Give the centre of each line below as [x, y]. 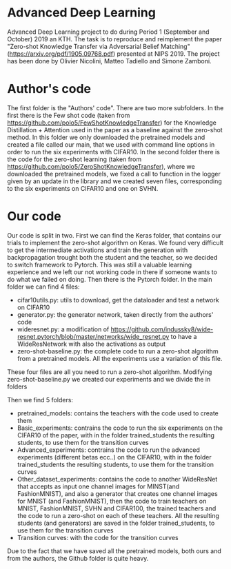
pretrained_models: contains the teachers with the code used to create [118, 413]
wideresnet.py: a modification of [63, 329]
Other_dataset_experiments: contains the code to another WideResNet [117, 479]
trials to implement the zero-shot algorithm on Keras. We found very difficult [115, 242]
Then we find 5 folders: [40, 400]
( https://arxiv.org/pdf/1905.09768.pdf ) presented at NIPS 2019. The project [113, 54]
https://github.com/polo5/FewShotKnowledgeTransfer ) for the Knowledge [112, 123]
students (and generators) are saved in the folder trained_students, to [116, 523]
